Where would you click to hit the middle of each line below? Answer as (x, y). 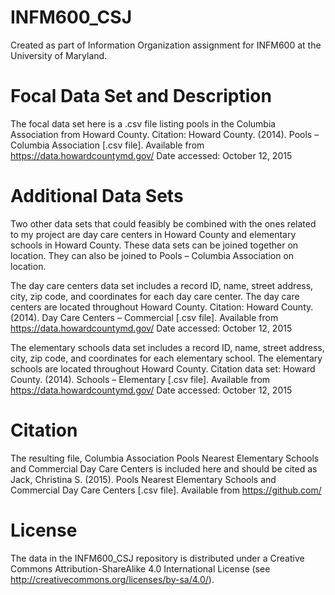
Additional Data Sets (97, 196)
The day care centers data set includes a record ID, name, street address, (162, 285)
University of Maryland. (59, 55)
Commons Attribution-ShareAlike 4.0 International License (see (140, 568)
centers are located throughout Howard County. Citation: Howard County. (162, 307)
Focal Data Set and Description (141, 96)
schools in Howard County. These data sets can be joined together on (154, 245)
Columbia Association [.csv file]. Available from (107, 145)
